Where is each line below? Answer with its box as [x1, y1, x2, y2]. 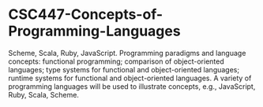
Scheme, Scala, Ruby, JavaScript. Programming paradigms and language [8, 48, 246, 57]
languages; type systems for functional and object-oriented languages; [8, 65, 239, 74]
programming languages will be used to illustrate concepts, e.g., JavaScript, [8, 81, 256, 91]
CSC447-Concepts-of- [8, 6, 163, 24]
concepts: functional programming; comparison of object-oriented [8, 57, 225, 66]
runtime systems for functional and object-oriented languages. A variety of [8, 73, 252, 83]
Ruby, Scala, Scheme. [8, 90, 79, 99]
